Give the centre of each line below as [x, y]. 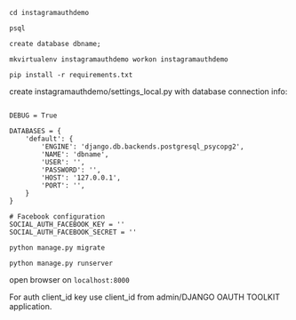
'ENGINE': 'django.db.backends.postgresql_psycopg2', [143, 147]
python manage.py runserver [61, 263]
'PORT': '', [64, 186]
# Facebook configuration [57, 217]
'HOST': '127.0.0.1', [81, 178]
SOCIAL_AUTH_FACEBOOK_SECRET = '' [73, 232]
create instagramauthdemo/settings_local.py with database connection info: [148, 92]
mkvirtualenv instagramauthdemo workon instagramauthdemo [119, 60]
